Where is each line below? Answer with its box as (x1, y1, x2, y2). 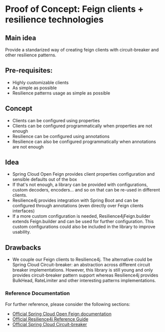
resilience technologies (5, 14, 104, 25)
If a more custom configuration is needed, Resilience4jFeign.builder (12, 213, 151, 219)
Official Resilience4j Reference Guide (12, 316, 89, 322)
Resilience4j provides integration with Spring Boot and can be (12, 197, 139, 203)
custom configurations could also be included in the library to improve (12, 224, 156, 230)
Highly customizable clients (12, 79, 69, 85)
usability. (12, 229, 31, 235)
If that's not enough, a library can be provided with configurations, (12, 182, 148, 188)
